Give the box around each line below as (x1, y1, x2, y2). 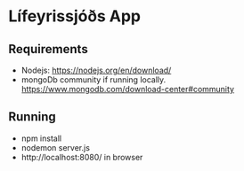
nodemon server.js (20, 142, 91, 152)
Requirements (8, 42, 88, 57)
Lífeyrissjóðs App (8, 6, 142, 27)
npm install (20, 133, 62, 144)
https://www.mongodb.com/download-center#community (20, 84, 235, 94)
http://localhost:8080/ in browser (20, 152, 143, 162)
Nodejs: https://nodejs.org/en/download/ (20, 65, 172, 75)
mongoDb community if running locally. (20, 74, 167, 85)
